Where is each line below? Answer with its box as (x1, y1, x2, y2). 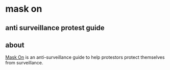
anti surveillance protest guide (5, 24, 105, 32)
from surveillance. (5, 60, 43, 66)
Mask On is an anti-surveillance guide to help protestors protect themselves (5, 54, 165, 60)
